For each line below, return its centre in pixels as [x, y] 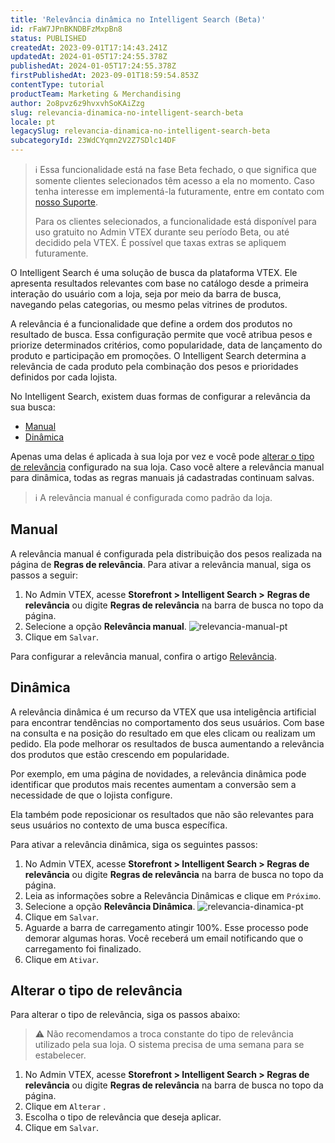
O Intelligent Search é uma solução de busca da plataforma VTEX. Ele [154, 272]
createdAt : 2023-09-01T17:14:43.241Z [89, 47]
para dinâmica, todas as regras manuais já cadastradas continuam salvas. [162, 477]
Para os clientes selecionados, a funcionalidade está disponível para [175, 221]
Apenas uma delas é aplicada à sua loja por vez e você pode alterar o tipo [162, 456]
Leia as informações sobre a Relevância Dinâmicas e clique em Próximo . [173, 895]
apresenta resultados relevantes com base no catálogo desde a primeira [159, 283]
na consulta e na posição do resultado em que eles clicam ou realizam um [163, 733]
